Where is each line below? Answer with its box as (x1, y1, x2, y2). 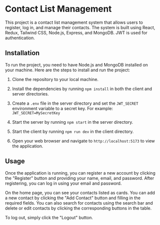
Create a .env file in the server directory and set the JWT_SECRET (12, 100, 139, 106)
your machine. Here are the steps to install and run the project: (5, 67, 130, 73)
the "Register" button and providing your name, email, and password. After (5, 175, 154, 181)
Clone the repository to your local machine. (12, 76, 98, 82)
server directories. (12, 91, 49, 96)
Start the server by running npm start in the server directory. (12, 119, 133, 125)
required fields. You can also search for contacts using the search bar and (5, 200, 153, 206)
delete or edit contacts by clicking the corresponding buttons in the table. (5, 205, 152, 211)
